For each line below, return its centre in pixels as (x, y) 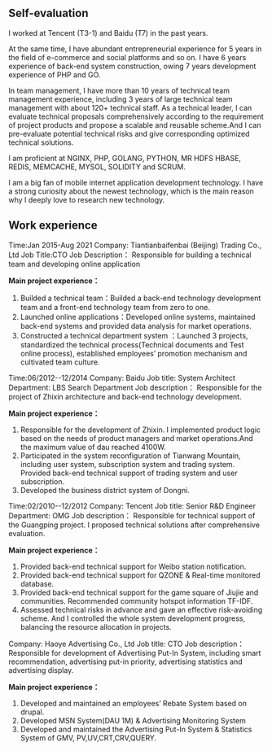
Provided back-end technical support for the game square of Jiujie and (139, 592)
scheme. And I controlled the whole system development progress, (133, 618)
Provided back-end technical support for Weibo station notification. (133, 566)
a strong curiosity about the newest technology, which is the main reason (132, 191)
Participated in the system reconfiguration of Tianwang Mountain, (131, 456)
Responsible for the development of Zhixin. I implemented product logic (140, 430)
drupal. (32, 712)
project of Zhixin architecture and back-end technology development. (125, 396)
